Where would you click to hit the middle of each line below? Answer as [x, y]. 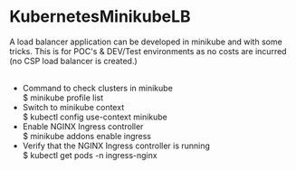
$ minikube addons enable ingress [87, 136]
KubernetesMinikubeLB [100, 17]
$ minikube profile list [63, 98]
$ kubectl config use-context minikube [95, 117]
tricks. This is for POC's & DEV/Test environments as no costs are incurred [148, 51]
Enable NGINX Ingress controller [83, 126]
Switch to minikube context [73, 107]
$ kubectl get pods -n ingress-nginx [90, 155]
